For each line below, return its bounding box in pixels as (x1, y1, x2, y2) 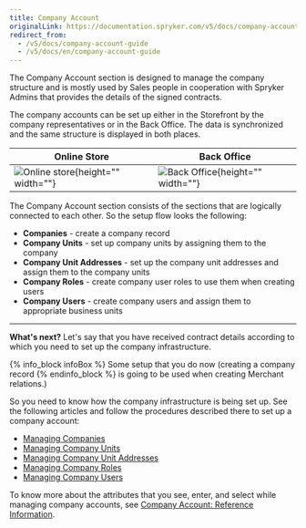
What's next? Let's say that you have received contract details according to (9, 332, 295, 343)
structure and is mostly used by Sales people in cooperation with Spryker (9, 82, 285, 93)
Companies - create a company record (22, 228, 170, 239)
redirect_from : (9, 30, 67, 39)
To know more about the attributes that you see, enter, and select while (9, 490, 277, 501)
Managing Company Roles (22, 462, 122, 473)
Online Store (54, 150, 109, 163)
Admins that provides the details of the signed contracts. (9, 92, 223, 103)
